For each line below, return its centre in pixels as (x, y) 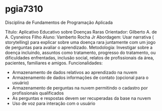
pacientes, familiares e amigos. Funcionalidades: (54, 63)
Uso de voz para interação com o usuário (54, 103)
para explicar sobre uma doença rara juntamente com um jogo (93, 42)
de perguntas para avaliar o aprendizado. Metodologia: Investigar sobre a (79, 47)
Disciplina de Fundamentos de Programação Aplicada (59, 22)
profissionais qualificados (38, 93)
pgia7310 (24, 9)
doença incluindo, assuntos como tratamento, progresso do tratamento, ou (81, 53)
